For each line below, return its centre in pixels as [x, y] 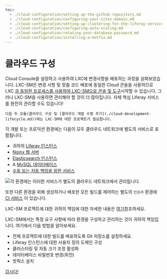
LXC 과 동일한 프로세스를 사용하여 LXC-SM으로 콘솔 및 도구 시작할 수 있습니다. [81, 91]
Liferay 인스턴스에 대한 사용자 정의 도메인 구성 [57, 242]
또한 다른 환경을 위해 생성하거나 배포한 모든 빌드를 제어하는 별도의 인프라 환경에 [81, 192]
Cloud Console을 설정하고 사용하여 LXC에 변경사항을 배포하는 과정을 [72, 78]
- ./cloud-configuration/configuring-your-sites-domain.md [72, 19]
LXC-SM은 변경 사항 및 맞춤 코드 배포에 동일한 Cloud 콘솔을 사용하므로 [84, 85]
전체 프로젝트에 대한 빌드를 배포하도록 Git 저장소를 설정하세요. [72, 236]
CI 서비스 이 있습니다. [26, 198]
